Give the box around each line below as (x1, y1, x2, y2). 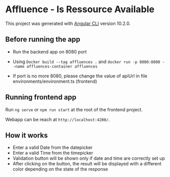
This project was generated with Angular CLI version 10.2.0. (5, 20, 131, 26)
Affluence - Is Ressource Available (5, 4, 155, 15)
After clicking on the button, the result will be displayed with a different (12, 161, 162, 167)
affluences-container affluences (26, 64, 98, 69)
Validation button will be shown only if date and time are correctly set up (12, 155, 165, 161)
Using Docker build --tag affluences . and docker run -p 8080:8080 (12, 58, 160, 65)
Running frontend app (5, 93, 77, 102)
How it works (5, 131, 48, 139)
